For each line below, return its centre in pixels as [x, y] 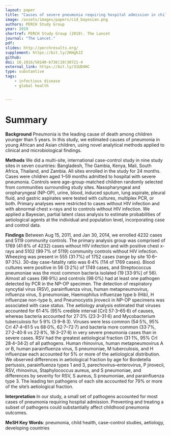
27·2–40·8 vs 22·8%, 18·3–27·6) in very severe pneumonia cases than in [81, 332]
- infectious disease [37, 81]
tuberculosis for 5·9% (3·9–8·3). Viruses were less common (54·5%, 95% [82, 321]
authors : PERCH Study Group [35, 24]
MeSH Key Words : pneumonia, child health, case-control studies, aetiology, [85, 422]
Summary [26, 120]
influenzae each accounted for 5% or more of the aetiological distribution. [83, 354]
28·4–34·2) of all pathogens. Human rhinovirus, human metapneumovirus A [84, 343]
